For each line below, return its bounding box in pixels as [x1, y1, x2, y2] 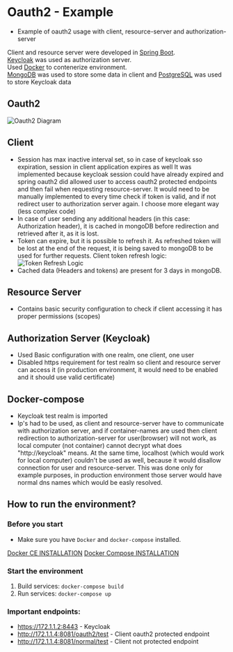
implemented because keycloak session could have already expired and [17, 170, 224, 178]
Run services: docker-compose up [17, 589, 111, 598]
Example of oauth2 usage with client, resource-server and [17, 27, 184, 36]
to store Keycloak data [7, 77, 72, 86]
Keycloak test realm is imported [17, 412, 108, 420]
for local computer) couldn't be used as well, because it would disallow [17, 456, 221, 464]
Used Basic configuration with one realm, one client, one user [17, 351, 195, 359]
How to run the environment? [7, 499, 137, 511]
